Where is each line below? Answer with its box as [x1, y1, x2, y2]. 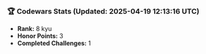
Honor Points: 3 [17, 32, 64, 40]
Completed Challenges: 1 [17, 39, 91, 47]
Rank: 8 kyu [17, 25, 52, 33]
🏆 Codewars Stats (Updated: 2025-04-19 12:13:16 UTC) [7, 6, 200, 16]
